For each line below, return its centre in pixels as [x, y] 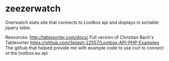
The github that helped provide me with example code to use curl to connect [84, 48]
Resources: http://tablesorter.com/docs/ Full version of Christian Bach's [80, 37]
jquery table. [18, 27]
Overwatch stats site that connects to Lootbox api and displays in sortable [82, 22]
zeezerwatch [33, 9]
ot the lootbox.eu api [27, 53]
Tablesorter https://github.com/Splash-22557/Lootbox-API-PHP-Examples [82, 42]
